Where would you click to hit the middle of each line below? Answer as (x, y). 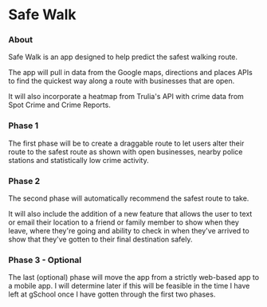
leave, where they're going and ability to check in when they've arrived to (129, 231)
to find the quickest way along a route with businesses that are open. (122, 81)
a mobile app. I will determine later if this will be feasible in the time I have (129, 286)
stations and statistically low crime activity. (79, 160)
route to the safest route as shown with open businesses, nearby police (126, 152)
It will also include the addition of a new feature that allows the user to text (130, 214)
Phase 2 (24, 181)
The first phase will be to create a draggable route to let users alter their (126, 143)
